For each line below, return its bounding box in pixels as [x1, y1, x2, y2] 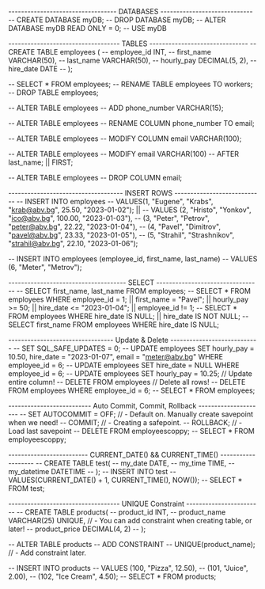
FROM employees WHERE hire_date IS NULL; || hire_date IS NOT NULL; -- [8, 312, 249, 321]
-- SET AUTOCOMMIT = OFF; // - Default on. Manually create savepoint [19, 409, 253, 419]
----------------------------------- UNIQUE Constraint [8, 499, 184, 508]
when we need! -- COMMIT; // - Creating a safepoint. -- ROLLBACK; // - [8, 418, 243, 427]
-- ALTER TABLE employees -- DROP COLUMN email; [8, 173, 183, 182]
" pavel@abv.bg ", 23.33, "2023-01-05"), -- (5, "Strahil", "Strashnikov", [8, 230, 235, 240]
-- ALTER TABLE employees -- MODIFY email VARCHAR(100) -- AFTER [8, 150, 240, 158]
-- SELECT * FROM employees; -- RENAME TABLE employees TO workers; [8, 79, 253, 89]
